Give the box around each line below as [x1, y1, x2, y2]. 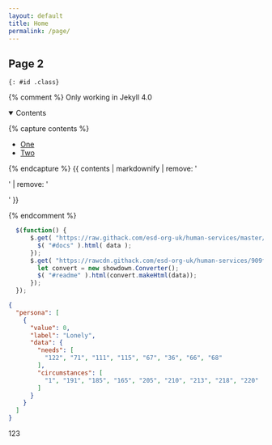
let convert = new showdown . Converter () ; [37, 264, 180, 272]
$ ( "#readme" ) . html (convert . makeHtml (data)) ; [37, 272, 198, 280]
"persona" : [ [15, 308, 60, 316]
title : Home [8, 19, 49, 28]
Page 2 [8, 57, 45, 70]
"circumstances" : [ [37, 369, 104, 377]
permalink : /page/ [8, 27, 70, 35]
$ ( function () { [15, 227, 67, 235]
